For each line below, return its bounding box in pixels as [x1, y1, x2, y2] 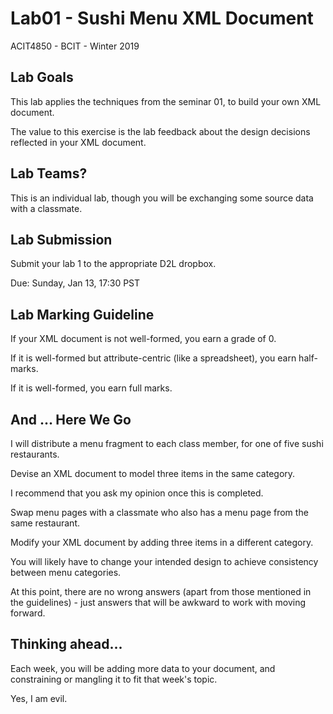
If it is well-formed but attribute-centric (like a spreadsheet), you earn [10, 352, 297, 364]
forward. [10, 607, 46, 619]
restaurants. [10, 448, 60, 460]
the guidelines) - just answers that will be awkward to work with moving [10, 597, 307, 608]
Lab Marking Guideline [10, 306, 155, 323]
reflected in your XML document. [10, 136, 147, 148]
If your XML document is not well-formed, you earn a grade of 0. [10, 333, 277, 345]
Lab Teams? [10, 165, 88, 182]
